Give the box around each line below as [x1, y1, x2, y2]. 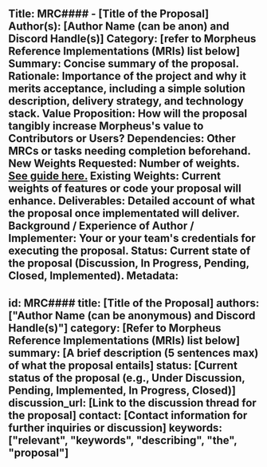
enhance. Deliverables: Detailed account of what [8, 194, 255, 208]
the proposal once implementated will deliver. [8, 207, 240, 220]
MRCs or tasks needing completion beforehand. [8, 144, 251, 158]
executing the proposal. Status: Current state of [8, 244, 251, 258]
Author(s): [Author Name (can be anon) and [8, 20, 230, 34]
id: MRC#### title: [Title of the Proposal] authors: [8, 296, 260, 310]
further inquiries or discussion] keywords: [8, 421, 223, 434]
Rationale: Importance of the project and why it [8, 69, 247, 83]
